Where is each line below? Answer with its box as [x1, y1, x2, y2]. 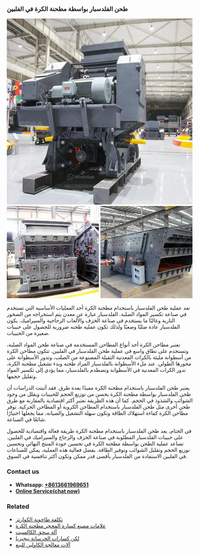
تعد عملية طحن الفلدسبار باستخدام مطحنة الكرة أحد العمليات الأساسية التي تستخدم [7, 304, 191, 311]
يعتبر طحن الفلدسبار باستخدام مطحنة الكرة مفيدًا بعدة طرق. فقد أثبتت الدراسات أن [7, 384, 190, 392]
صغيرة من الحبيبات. [7, 330, 50, 337]
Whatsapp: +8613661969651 [15, 481, 89, 488]
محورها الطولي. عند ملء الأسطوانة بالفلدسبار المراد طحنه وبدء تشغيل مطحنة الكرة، [7, 360, 192, 367]
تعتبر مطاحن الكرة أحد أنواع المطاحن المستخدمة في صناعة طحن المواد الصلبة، [7, 341, 181, 348]
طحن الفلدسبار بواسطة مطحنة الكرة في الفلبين [7, 5, 128, 13]
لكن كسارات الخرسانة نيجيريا [15, 534, 80, 542]
